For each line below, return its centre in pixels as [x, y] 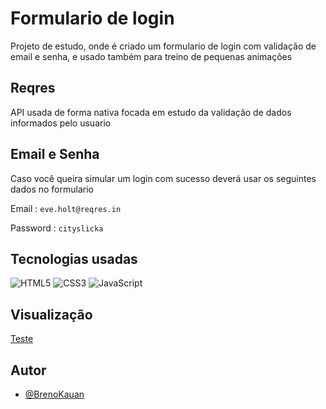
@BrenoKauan [54, 394]
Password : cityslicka [57, 228]
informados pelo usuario [61, 123]
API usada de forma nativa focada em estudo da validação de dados [151, 112]
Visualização [51, 314]
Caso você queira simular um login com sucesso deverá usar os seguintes [163, 178]
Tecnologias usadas [74, 258]
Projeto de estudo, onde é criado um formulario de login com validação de [163, 46]
